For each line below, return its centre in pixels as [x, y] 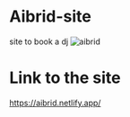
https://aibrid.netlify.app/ [55, 103]
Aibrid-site [51, 17]
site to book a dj [39, 41]
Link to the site [65, 78]
